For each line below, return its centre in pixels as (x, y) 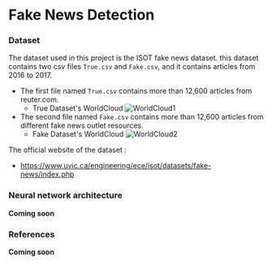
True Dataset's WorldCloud (78, 108)
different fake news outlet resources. (82, 126)
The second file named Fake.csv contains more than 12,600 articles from (142, 117)
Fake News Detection (82, 15)
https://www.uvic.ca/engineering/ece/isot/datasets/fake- (116, 166)
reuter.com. (39, 100)
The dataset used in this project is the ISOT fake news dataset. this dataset (134, 58)
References (32, 234)
